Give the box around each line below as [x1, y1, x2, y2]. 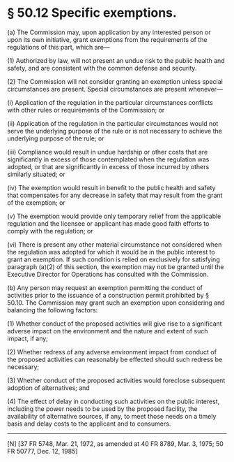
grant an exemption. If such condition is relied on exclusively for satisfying [7, 255, 221, 264]
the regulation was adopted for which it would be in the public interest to [7, 247, 215, 256]
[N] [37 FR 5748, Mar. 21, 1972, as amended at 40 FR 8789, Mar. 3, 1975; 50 [7, 439, 224, 448]
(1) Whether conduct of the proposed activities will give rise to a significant [7, 319, 222, 328]
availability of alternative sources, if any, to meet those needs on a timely [7, 412, 217, 420]
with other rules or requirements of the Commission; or [7, 106, 165, 114]
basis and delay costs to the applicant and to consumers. [7, 419, 171, 428]
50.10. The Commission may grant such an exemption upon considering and [7, 298, 225, 307]
